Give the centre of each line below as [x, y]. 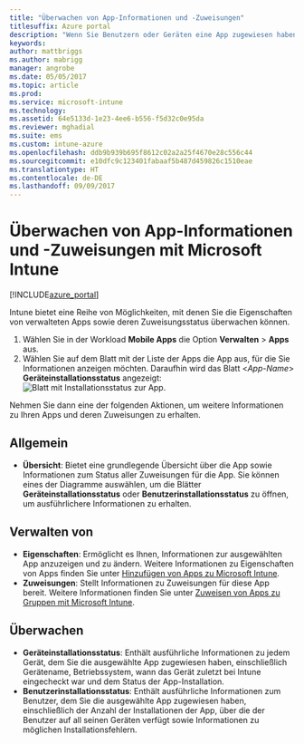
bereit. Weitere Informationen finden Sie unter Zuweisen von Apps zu [151, 592]
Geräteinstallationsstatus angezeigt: [92, 378]
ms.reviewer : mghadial [52, 128]
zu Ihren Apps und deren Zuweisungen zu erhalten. [105, 415]
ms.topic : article [44, 85]
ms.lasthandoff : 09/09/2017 [62, 187]
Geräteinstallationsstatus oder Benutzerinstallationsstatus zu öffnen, [156, 494]
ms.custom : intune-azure [56, 144]
